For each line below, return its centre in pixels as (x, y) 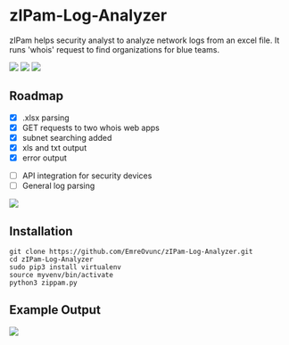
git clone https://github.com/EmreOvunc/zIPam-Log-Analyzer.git (131, 251)
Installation (41, 231)
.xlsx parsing (45, 118)
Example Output (55, 310)
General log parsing (58, 186)
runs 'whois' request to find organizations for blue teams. (115, 49)
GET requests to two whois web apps (91, 127)
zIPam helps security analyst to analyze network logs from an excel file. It (144, 40)
